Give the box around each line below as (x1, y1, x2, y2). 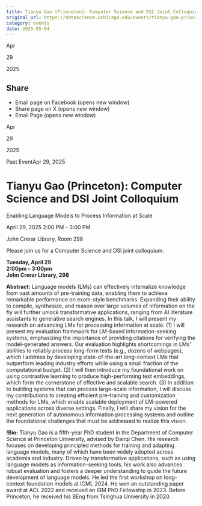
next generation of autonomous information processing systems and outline (6, 411, 194, 418)
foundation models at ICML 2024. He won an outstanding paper (26, 480, 185, 487)
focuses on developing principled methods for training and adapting (6, 442, 175, 449)
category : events (6, 20, 50, 26)
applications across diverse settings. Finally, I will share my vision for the (6, 404, 186, 412)
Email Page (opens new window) (14, 112, 96, 119)
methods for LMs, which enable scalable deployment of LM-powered (6, 398, 177, 405)
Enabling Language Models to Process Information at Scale (6, 212, 153, 219)
